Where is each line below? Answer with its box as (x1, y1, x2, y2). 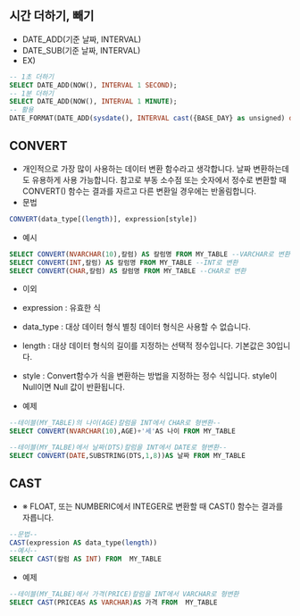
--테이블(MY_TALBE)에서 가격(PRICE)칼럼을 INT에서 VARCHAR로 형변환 (9, 590, 239, 599)
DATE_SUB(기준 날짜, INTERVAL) (21, 45, 141, 55)
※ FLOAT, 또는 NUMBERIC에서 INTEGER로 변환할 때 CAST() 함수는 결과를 (21, 501, 284, 512)
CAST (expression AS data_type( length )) (9, 538, 158, 547)
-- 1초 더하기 (9, 72, 54, 81)
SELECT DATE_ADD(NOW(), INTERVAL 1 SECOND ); (9, 80, 178, 89)
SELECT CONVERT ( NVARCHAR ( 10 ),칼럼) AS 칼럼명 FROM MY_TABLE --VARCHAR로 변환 (9, 249, 290, 259)
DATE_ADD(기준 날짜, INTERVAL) (21, 34, 142, 45)
